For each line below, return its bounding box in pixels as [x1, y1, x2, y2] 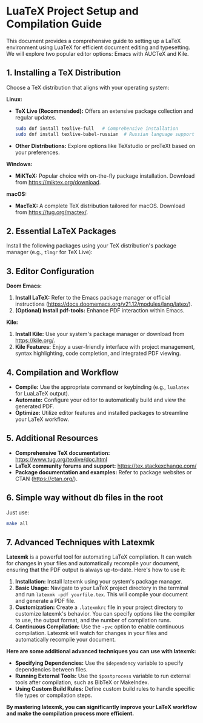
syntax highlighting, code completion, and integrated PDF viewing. [15, 350, 181, 357]
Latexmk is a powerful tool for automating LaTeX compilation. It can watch [6, 553, 192, 560]
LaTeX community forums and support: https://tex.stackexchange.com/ [15, 462, 197, 469]
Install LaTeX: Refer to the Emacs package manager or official [15, 294, 171, 301]
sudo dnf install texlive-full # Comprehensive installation [15, 126, 179, 132]
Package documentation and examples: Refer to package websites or [15, 468, 192, 476]
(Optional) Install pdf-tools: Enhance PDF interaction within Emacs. [15, 307, 185, 314]
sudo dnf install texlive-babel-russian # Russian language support [15, 131, 195, 137]
